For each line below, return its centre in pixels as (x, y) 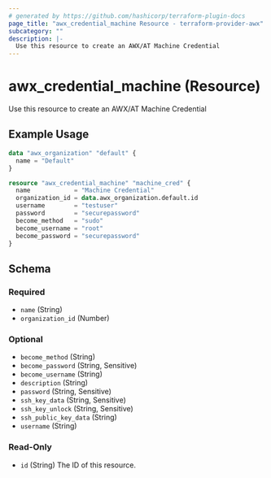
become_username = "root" (60, 228)
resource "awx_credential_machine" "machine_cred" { (100, 183)
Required (27, 292)
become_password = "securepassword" (78, 236)
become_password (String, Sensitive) (79, 366)
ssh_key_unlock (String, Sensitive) (77, 409)
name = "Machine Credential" (85, 191)
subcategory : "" (36, 31)
